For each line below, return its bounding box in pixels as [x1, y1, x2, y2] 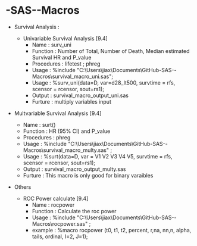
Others [14, 183, 32, 191]
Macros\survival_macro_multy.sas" [23, 147, 110, 154]
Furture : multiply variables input [32, 98, 111, 105]
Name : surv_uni [32, 41, 72, 48]
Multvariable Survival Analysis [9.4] [14, 110, 102, 117]
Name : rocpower [32, 201, 75, 208]
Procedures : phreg [23, 133, 71, 141]
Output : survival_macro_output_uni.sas [32, 92, 129, 99]
